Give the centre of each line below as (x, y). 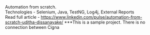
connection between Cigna (32, 27)
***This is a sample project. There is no (105, 22)
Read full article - (22, 17)
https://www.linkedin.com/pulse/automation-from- (92, 17)
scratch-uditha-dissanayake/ (34, 22)
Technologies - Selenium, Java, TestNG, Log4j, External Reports (70, 12)
